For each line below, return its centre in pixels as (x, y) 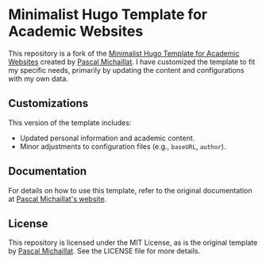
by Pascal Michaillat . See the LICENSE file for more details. (104, 251)
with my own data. (39, 78)
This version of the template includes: (70, 122)
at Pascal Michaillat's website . (58, 199)
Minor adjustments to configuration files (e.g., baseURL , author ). (123, 146)
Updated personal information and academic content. (107, 138)
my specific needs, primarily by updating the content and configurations (126, 70)
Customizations (48, 103)
